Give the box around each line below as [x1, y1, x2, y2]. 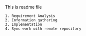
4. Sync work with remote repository [5, 26, 82, 31]
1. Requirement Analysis [5, 14, 55, 18]
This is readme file [5, 4, 42, 10]
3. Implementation [5, 22, 42, 27]
